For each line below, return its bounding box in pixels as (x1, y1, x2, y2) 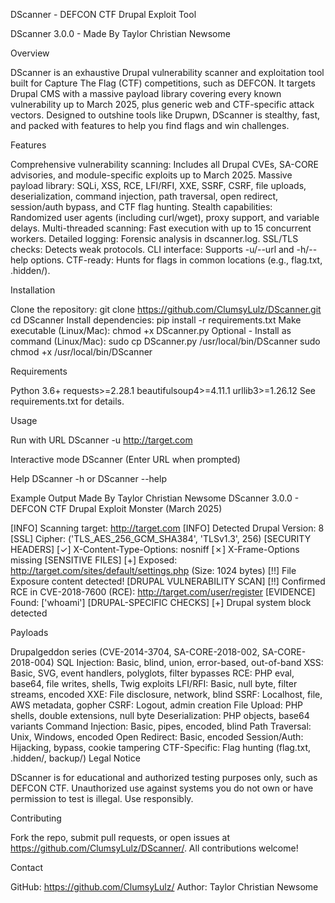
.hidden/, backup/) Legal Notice (10, 752, 141, 764)
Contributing (10, 812, 62, 824)
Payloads (10, 627, 49, 638)
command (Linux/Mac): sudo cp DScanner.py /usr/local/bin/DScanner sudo (10, 335, 321, 347)
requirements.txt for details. (10, 395, 125, 407)
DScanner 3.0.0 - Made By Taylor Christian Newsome (10, 28, 231, 39)
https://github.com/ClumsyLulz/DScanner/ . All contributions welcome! (10, 842, 299, 854)
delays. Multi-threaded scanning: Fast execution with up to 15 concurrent (10, 222, 312, 234)
